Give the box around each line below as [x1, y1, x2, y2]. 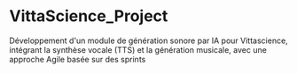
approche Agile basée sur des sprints [9, 54, 146, 64]
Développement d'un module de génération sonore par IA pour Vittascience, [9, 35, 288, 46]
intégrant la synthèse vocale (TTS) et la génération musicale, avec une [9, 44, 268, 55]
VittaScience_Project [9, 6, 168, 26]
